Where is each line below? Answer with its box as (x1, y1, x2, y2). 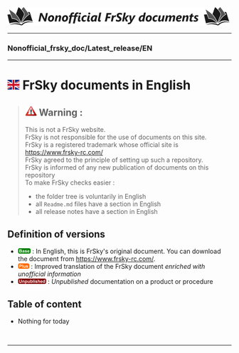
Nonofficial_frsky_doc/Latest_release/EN (7, 43, 153, 53)
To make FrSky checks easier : (24, 178, 115, 187)
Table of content (7, 298, 82, 310)
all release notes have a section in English (35, 208, 158, 216)
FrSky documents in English (22, 77, 191, 93)
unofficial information (17, 270, 82, 278)
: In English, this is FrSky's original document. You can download (31, 247, 222, 256)
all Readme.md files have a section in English (35, 200, 161, 208)
